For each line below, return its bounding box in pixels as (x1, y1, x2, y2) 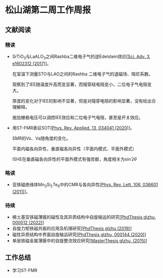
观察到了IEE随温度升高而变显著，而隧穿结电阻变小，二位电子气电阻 (12, 81, 148, 87)
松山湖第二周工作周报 (5, 4, 92, 16)
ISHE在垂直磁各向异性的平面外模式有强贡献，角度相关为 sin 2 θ (12, 156, 137, 162)
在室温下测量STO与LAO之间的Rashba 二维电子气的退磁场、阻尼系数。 (12, 71, 153, 76)
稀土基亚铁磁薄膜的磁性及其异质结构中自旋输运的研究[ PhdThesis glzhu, (12, 214, 156, 220)
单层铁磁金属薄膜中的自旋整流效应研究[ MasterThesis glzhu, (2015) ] (12, 238, 148, 244)
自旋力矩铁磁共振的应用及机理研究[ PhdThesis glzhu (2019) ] (12, 226, 132, 231)
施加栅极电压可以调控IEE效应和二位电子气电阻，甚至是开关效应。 (12, 114, 143, 120)
